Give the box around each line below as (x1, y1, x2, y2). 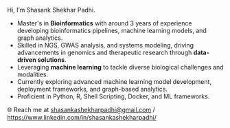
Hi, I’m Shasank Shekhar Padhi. (7, 6, 95, 14)
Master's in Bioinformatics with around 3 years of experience (16, 19, 192, 27)
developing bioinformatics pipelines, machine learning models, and (16, 27, 207, 34)
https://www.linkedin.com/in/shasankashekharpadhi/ (7, 114, 157, 121)
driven (16, 56, 36, 64)
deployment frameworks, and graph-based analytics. (16, 85, 168, 93)
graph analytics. (16, 34, 63, 42)
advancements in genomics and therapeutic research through (16, 48, 192, 56)
